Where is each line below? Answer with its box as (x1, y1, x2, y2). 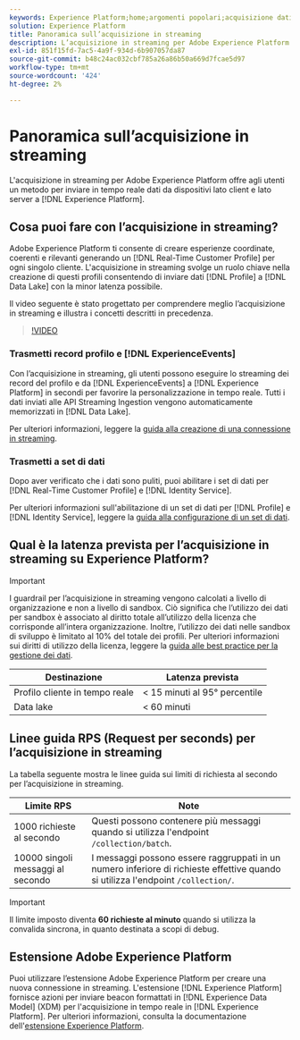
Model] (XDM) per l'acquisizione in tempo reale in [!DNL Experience (9, 1002, 259, 1012)
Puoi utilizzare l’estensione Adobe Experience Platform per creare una (9, 973, 266, 984)
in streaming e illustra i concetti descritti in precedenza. (9, 308, 214, 318)
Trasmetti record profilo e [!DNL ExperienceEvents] (9, 348, 237, 360)
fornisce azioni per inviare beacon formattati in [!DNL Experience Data (9, 992, 268, 1002)
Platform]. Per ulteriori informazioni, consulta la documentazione (9, 1011, 247, 1022)
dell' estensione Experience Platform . (9, 1020, 145, 1031)
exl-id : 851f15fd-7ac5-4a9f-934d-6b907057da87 (9, 47, 186, 55)
